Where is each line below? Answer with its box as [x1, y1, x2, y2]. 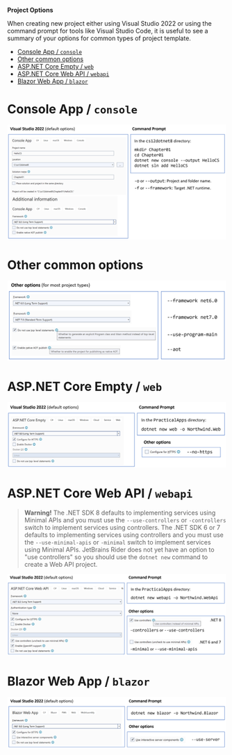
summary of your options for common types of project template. [7, 34, 191, 42]
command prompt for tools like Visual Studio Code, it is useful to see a [7, 27, 208, 35]
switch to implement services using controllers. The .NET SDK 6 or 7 [24, 524, 221, 532]
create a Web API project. [24, 561, 98, 569]
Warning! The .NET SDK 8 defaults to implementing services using [24, 508, 216, 517]
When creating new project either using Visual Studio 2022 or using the [7, 19, 212, 27]
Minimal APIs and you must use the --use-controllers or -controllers [24, 516, 226, 524]
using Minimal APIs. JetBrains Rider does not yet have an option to [24, 545, 215, 554]
